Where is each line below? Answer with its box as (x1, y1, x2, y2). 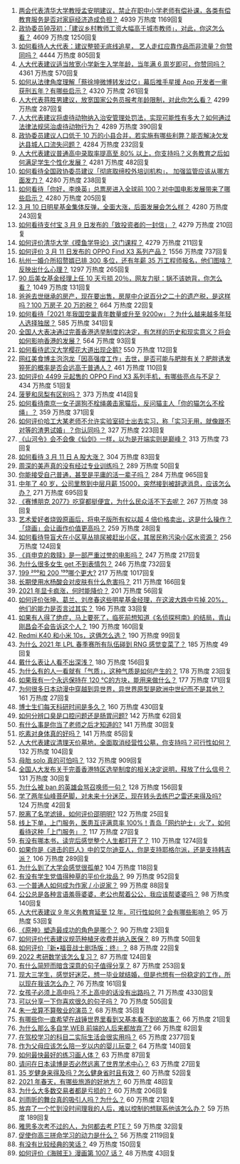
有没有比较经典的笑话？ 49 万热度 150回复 (18, 1140, 142, 1148)
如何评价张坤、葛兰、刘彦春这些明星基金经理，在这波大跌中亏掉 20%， (18, 596, 228, 603)
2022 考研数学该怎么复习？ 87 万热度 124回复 (18, 953, 152, 960)
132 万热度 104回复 (18, 747, 75, 756)
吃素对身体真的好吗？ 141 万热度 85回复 (18, 729, 135, 738)
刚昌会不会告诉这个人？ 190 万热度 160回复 (18, 622, 145, 631)
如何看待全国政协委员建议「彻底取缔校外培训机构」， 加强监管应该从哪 (18, 167, 224, 175)
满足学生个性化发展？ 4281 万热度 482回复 (24, 158, 150, 166)
